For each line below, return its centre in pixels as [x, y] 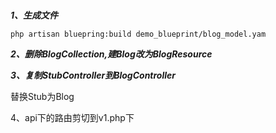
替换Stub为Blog [42, 96]
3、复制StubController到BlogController [93, 75]
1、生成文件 [34, 15]
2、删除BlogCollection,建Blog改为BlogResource [111, 54]
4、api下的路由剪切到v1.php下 [72, 117]
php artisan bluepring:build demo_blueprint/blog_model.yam [138, 34]
